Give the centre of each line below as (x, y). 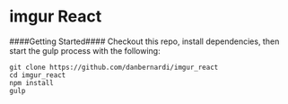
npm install (31, 82)
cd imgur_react (38, 75)
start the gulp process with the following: (85, 50)
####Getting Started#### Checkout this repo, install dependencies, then (144, 41)
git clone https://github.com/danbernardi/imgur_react (114, 67)
